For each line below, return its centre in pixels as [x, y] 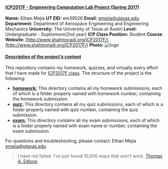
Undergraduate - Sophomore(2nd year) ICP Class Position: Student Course [84, 34]
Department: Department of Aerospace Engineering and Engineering [77, 24]
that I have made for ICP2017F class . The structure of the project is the [78, 73]
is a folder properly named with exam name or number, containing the [85, 126]
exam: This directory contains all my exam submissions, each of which [86, 121]
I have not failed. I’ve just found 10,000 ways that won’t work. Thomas [90, 156]
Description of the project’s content [43, 57]
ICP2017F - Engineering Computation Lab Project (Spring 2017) [72, 7]
